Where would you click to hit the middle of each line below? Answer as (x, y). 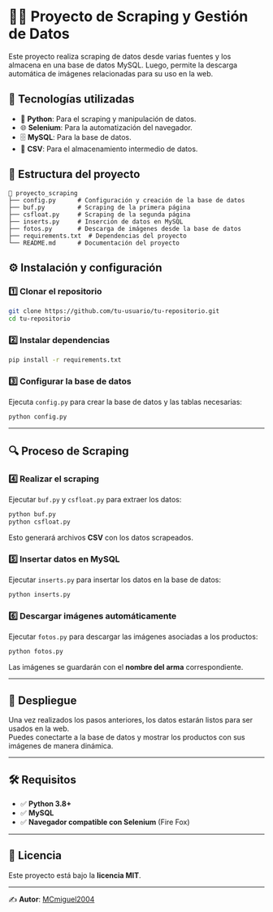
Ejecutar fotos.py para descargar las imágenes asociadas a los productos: (133, 636)
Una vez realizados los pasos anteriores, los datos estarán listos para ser (131, 719)
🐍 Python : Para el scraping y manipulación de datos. (108, 119)
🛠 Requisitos (43, 780)
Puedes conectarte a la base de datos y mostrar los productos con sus (127, 737)
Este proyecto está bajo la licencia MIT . (75, 875)
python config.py (38, 417)
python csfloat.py (39, 522)
